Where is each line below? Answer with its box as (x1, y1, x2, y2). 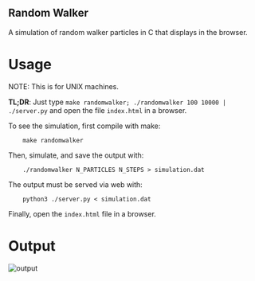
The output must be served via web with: (8, 179, 143, 189)
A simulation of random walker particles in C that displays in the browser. (8, 27, 249, 37)
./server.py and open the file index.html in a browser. (8, 105, 187, 115)
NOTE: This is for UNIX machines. (8, 81, 120, 91)
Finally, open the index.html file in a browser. (8, 209, 157, 218)
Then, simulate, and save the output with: (8, 150, 144, 160)
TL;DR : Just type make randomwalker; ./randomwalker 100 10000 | (8, 97, 227, 107)
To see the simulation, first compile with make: (8, 121, 161, 131)
